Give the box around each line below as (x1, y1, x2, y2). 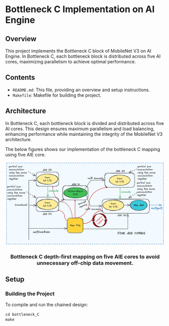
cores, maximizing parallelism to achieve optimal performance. (5, 59, 136, 64)
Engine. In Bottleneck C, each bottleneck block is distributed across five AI (5, 53, 161, 59)
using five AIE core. (5, 151, 46, 157)
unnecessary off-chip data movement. (36, 259, 134, 266)
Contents (5, 73, 35, 82)
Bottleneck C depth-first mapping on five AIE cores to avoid (10, 253, 160, 260)
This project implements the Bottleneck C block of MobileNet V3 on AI (5, 48, 152, 54)
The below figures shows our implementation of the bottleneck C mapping (5, 146, 160, 152)
